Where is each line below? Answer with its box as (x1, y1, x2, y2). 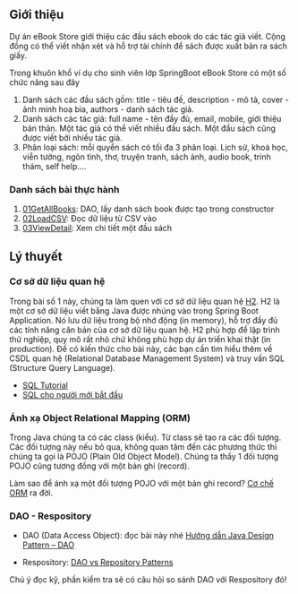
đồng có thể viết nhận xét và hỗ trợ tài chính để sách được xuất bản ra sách (9, 40, 288, 51)
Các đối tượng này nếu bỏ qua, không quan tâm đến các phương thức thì (9, 442, 277, 452)
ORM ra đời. (9, 487, 54, 498)
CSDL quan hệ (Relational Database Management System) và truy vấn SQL (9, 353, 285, 364)
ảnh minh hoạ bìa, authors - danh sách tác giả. (21, 103, 194, 115)
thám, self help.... (21, 160, 87, 171)
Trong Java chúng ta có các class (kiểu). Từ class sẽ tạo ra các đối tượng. (9, 432, 282, 443)
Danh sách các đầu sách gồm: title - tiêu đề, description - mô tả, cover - (21, 94, 289, 105)
